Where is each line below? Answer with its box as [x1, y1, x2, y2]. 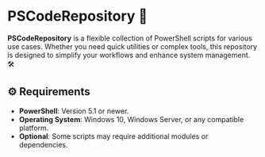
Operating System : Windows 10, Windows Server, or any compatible [18, 114, 244, 124]
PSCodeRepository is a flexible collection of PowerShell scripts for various [7, 33, 253, 43]
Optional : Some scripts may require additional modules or [18, 131, 209, 141]
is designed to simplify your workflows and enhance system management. [7, 50, 251, 59]
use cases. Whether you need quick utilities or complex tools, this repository [7, 41, 258, 51]
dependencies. [18, 140, 68, 149]
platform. [18, 123, 49, 132]
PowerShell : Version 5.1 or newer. [18, 106, 129, 116]
